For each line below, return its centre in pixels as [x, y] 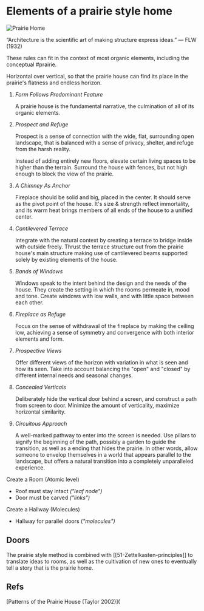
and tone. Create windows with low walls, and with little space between [104, 296]
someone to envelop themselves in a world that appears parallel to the [103, 454]
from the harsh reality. [43, 149]
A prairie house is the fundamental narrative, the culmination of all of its [104, 106]
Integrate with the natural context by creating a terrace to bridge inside [104, 240]
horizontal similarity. [40, 412]
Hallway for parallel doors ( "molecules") [65, 521]
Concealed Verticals [41, 387]
